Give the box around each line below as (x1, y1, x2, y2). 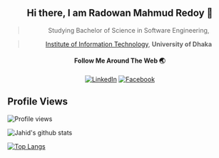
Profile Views (7, 95, 68, 107)
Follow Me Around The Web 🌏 (73, 56, 166, 65)
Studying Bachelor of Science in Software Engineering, (48, 26, 210, 34)
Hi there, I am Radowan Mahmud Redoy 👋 (26, 7, 213, 19)
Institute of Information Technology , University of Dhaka (45, 40, 213, 48)
